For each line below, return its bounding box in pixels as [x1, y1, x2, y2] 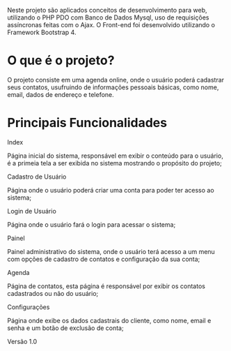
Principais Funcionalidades [7, 115, 168, 131]
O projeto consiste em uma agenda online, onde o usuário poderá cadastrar [7, 75, 225, 84]
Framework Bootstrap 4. [7, 28, 77, 36]
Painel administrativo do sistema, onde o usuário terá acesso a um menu [7, 247, 216, 255]
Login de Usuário [7, 207, 57, 215]
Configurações [7, 303, 50, 311]
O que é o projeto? [7, 52, 115, 68]
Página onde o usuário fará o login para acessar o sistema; [7, 220, 176, 229]
